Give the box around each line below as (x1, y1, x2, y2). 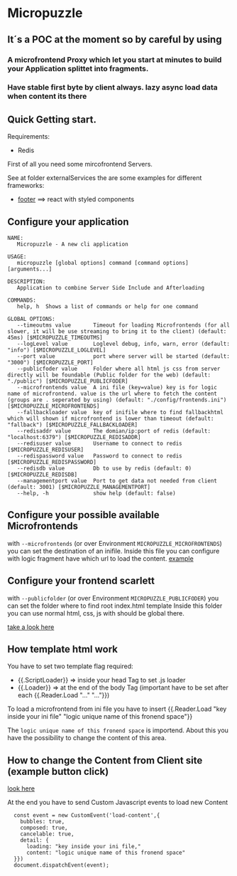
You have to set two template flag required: (7, 662, 133, 670)
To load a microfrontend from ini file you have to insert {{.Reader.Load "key (7, 705, 227, 713)
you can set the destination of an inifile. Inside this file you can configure (7, 547, 220, 555)
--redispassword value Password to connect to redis (16, 453, 182, 460)
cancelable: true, (20, 830, 75, 838)
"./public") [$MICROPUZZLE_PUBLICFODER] (7, 378, 129, 385)
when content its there (7, 91, 87, 101)
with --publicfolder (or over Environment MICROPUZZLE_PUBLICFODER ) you (7, 593, 219, 602)
